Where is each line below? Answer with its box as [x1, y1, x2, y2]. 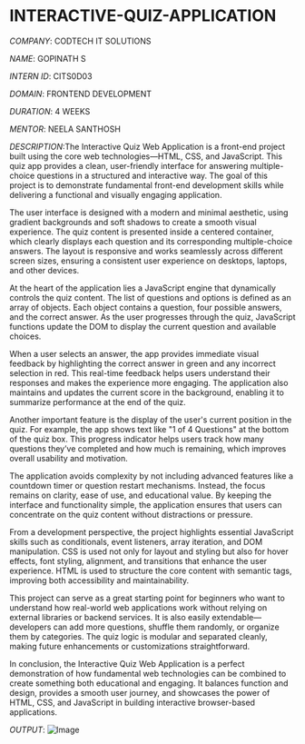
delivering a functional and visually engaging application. [9, 189, 222, 200]
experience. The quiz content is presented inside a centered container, [9, 226, 274, 237]
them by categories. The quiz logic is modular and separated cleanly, [9, 630, 268, 641]
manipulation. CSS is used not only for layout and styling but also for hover [9, 546, 289, 557]
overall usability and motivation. [9, 452, 129, 463]
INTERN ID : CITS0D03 [9, 70, 93, 82]
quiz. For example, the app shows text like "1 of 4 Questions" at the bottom [9, 423, 290, 434]
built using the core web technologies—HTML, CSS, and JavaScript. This [9, 151, 283, 162]
